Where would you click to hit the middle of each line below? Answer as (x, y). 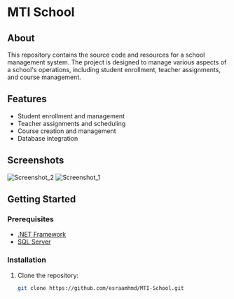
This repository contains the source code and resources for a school (106, 55)
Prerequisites (30, 219)
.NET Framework (42, 235)
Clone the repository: (48, 275)
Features (27, 99)
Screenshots (36, 161)
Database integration (48, 138)
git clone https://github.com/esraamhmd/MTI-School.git (101, 288)
